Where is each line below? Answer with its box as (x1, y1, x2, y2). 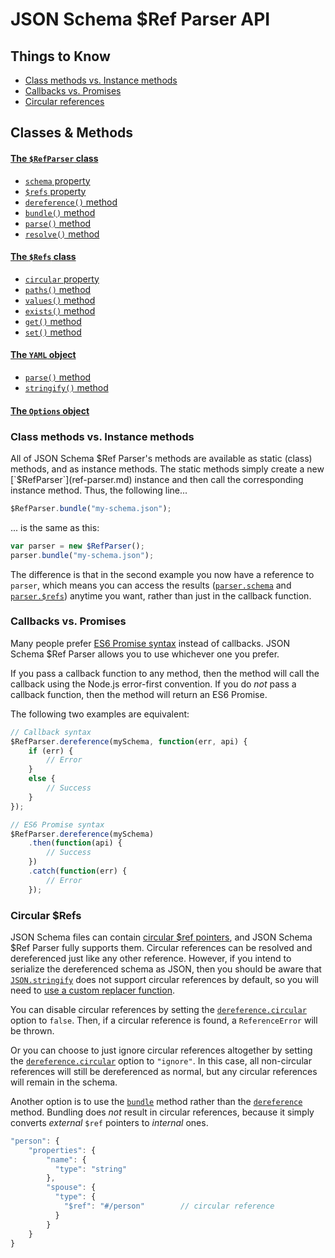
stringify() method (24, 382, 109, 393)
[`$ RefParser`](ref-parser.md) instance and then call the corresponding (10, 473, 304, 485)
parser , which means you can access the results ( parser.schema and (10, 579, 292, 591)
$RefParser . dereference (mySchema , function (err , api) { (10, 736, 248, 747)
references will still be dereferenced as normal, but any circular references (10, 1065, 318, 1077)
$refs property (24, 185, 87, 197)
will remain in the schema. (10, 1076, 118, 1088)
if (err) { (28, 746, 74, 756)
